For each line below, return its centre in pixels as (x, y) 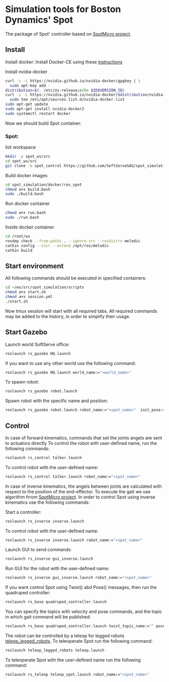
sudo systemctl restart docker (38, 113)
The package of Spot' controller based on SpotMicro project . (68, 34)
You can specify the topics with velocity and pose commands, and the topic (84, 612)
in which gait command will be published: (48, 617)
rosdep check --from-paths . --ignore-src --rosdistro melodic (73, 241)
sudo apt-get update (27, 104)
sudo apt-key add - (30, 86)
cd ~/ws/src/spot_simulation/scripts (45, 287)
